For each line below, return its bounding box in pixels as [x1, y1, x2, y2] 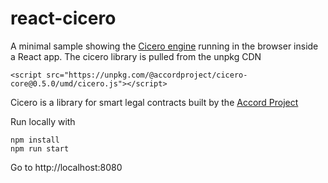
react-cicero [10, 7, 117, 30]
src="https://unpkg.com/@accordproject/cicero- [46, 70, 248, 80]
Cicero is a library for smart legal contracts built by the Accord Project [10, 96, 299, 108]
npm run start [10, 143, 70, 154]
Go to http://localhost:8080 [10, 161, 123, 173]
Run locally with [10, 115, 76, 127]
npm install [10, 135, 60, 145]
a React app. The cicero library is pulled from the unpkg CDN [10, 50, 262, 62]
